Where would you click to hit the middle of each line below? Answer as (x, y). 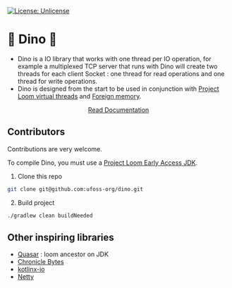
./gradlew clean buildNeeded (50, 215)
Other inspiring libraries (61, 237)
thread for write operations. (57, 81)
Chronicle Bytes (41, 262)
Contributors (36, 132)
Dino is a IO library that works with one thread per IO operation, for (114, 58)
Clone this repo (39, 176)
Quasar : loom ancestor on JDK (63, 254)
